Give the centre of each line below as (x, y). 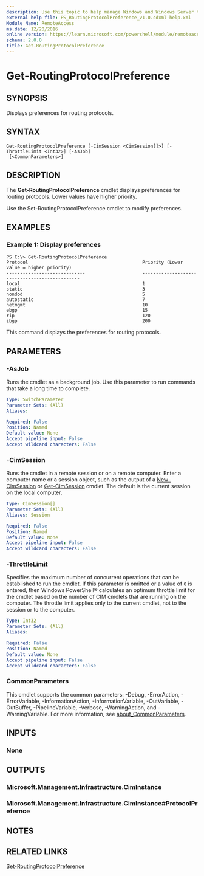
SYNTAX (23, 132)
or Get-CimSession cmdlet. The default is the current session (114, 486)
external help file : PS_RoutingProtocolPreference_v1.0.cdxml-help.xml (99, 18)
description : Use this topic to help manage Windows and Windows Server (100, 12)
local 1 (76, 284)
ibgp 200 (78, 321)
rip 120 (78, 316)
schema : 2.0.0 (24, 40)
